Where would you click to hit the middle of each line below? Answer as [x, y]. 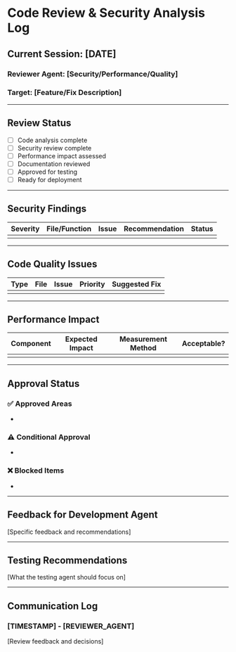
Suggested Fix [137, 284]
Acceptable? [203, 344]
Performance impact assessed [62, 155]
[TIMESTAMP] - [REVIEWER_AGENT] [71, 626]
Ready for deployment [50, 179]
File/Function [69, 229]
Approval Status [44, 384]
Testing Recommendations [67, 560]
